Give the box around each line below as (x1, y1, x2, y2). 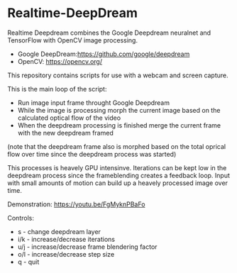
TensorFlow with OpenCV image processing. (7, 35, 138, 44)
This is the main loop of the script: (7, 84, 107, 93)
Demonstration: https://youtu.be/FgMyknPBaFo (7, 200, 145, 208)
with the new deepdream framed (17, 128, 114, 137)
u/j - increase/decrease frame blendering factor (17, 243, 158, 251)
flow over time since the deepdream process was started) (7, 150, 177, 158)
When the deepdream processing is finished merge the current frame (17, 121, 221, 129)
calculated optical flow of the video (17, 113, 121, 122)
